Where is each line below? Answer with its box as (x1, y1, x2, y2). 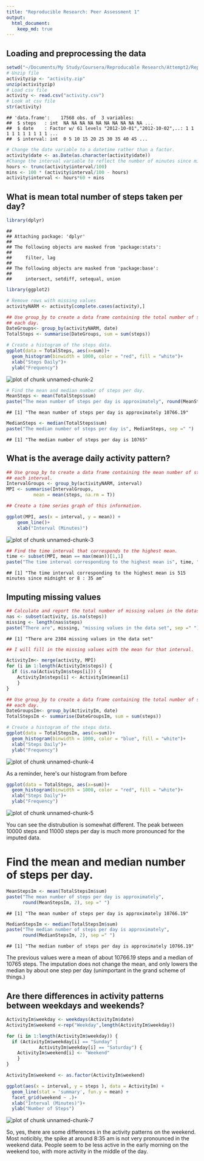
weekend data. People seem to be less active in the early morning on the (6, 1142, 189, 1149)
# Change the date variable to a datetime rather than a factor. (6, 147, 175, 153)
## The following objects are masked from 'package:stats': (6, 244, 162, 250)
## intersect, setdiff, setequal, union (6, 276, 121, 282)
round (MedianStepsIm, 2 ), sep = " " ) (22, 932, 115, 938)
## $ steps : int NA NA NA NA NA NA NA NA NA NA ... (6, 120, 154, 126)
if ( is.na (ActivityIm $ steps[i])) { (12, 669, 102, 675)
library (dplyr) (6, 217, 45, 223)
